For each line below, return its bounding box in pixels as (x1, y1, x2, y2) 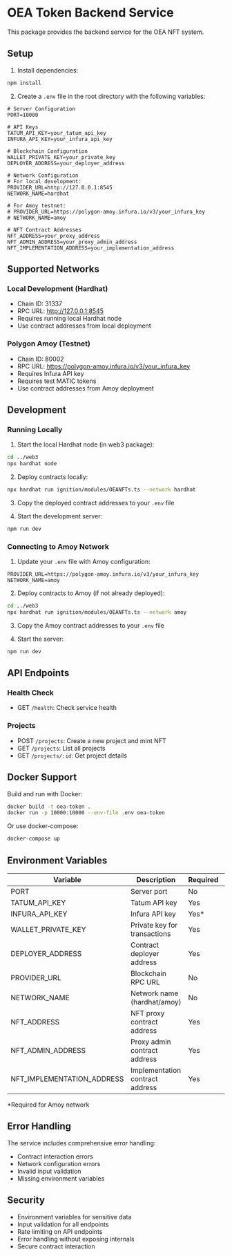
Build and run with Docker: (7, 789, 83, 798)
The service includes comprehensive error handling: (7, 1138, 156, 1147)
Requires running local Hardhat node (17, 315, 122, 323)
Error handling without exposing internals (17, 1235, 135, 1243)
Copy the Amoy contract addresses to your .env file (17, 621, 164, 630)
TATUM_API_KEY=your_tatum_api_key (7, 129, 107, 136)
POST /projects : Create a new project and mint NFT (17, 736, 167, 744)
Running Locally (7, 424, 63, 434)
